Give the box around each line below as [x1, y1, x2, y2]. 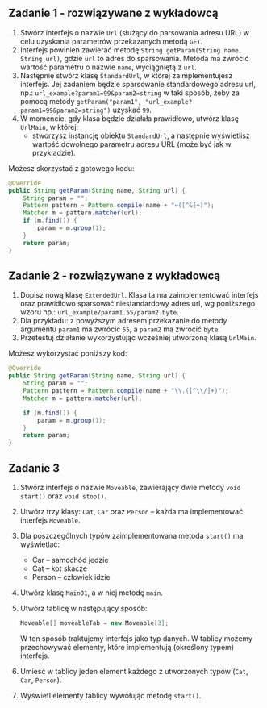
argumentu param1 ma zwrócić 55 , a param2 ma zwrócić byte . [19, 324, 220, 334]
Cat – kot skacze [31, 564, 87, 573]
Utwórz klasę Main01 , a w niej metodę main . [19, 588, 163, 598]
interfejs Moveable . [19, 515, 81, 525]
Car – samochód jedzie [31, 555, 109, 564]
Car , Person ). [19, 675, 62, 685]
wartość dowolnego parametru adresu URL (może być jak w [31, 139, 232, 148]
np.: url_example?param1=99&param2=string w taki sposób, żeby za [19, 88, 240, 98]
